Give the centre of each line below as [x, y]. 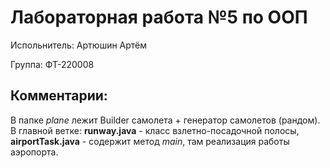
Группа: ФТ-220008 [52, 64]
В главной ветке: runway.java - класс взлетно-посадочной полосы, [155, 130]
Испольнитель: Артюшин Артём [79, 45]
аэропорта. [34, 152]
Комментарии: [59, 96]
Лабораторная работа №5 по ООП [159, 17]
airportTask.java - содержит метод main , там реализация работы [150, 141]
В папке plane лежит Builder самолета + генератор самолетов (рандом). [165, 120]
